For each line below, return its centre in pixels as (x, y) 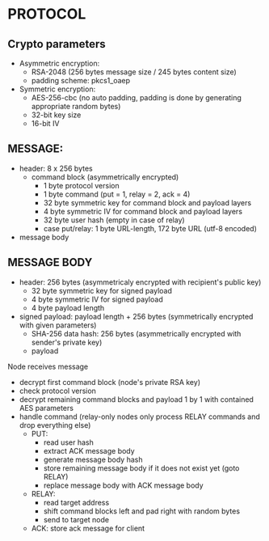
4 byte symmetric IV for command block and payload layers (143, 211)
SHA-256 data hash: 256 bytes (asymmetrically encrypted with (136, 333)
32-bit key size (56, 115)
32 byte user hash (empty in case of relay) (114, 220)
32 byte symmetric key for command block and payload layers (147, 202)
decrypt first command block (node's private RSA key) (110, 382)
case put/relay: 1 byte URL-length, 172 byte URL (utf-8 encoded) (150, 228)
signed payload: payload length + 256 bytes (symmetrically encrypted (136, 316)
